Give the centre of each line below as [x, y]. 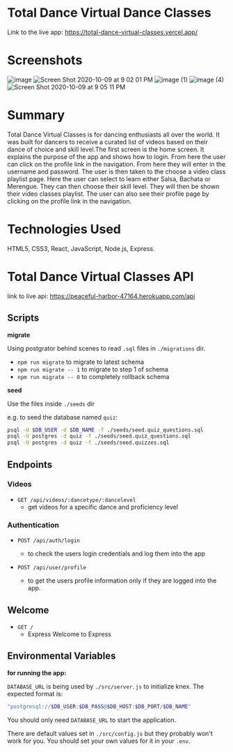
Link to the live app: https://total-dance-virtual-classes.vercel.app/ [103, 32]
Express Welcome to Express [69, 634]
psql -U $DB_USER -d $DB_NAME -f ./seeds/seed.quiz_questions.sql [105, 430]
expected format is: [35, 693]
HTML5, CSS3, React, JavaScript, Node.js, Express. [81, 248]
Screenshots [45, 60]
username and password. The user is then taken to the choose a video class [116, 171]
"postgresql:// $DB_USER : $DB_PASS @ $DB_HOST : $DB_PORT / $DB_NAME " [99, 706]
